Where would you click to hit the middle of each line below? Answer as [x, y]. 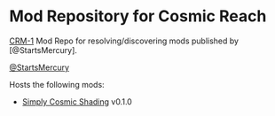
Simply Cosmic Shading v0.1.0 [77, 101]
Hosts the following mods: [57, 84]
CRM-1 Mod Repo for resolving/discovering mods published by [124, 41]
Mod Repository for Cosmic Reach [138, 16]
